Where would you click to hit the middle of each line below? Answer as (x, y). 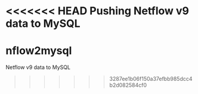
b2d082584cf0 (128, 85)
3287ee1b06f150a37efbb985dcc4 (151, 79)
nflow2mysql (39, 51)
